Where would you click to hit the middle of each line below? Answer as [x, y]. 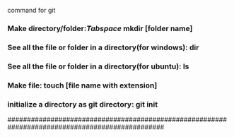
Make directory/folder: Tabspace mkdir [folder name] [100, 28]
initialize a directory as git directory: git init [82, 104]
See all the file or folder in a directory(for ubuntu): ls [98, 66]
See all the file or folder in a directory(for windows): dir [103, 47]
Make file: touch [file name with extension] [82, 85]
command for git [31, 10]
